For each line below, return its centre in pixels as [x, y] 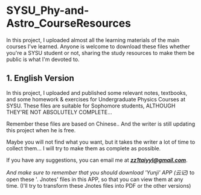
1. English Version [40, 78]
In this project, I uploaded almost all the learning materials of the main [93, 40]
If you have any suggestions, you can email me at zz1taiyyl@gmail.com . [97, 160]
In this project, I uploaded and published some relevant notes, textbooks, [97, 93]
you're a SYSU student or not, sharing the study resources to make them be [101, 53]
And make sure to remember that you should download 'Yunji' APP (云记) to [101, 172]
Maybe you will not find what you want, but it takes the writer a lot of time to [101, 142]
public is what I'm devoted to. [43, 59]
